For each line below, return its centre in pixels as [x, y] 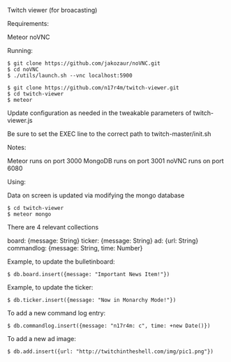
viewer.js [20, 120]
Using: [17, 182]
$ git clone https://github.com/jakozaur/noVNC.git [84, 63]
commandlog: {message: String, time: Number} [75, 248]
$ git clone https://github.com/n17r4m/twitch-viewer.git [93, 88]
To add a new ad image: [42, 339]
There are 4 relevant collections [53, 227]
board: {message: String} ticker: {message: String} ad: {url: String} [103, 241]
